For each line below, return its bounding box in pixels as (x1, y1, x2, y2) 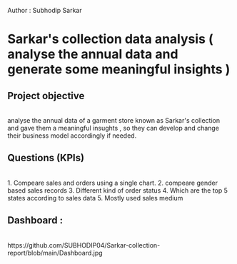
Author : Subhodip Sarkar (7, 6, 82, 14)
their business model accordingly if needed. (7, 131, 137, 140)
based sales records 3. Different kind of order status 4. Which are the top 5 (7, 186, 228, 195)
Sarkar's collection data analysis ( (7, 31, 213, 47)
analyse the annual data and (7, 46, 178, 63)
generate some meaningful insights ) (7, 61, 231, 78)
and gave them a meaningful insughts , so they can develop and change (7, 124, 220, 132)
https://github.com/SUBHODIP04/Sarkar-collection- (7, 240, 161, 249)
